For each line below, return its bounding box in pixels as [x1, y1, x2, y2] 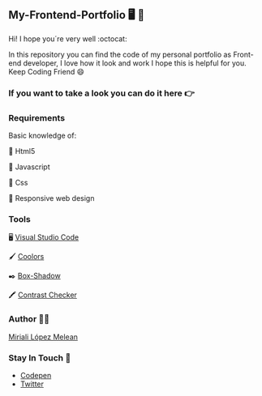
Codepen [19, 370, 52, 380]
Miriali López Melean [8, 332, 79, 342]
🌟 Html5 [8, 147, 36, 156]
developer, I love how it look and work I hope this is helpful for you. [23, 57, 247, 68]
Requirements [8, 112, 66, 123]
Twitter [19, 379, 45, 389]
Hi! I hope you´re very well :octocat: [8, 33, 127, 44]
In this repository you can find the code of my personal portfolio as [8, 49, 232, 59]
